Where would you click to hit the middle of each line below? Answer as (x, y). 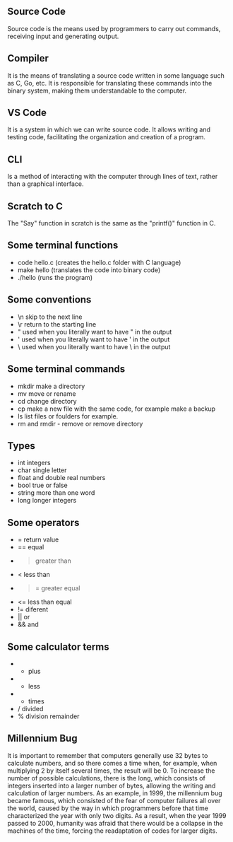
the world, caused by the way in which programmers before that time (108, 808)
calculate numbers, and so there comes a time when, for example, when (112, 763)
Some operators (43, 522)
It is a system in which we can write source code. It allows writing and (109, 129)
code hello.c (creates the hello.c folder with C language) (99, 262)
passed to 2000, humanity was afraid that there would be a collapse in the (115, 823)
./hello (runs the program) (55, 277)
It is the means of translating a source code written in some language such (116, 75)
